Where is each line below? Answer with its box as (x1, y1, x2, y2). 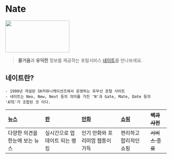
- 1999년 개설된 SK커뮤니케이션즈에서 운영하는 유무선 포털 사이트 (5, 88, 125, 94)
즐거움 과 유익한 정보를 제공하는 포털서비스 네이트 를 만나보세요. (17, 57, 143, 63)
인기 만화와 (81, 129, 107, 136)
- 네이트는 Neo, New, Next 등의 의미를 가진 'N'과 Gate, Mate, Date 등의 (5, 94, 151, 99)
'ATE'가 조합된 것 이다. (5, 100, 51, 105)
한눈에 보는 (8, 137, 33, 144)
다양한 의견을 (8, 129, 38, 136)
